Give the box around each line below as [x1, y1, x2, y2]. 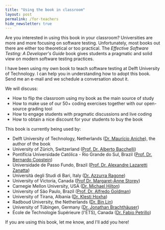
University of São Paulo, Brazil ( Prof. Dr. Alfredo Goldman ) [12, 188, 131, 194]
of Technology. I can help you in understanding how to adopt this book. [5, 71, 151, 77]
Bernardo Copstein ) [12, 157, 53, 163]
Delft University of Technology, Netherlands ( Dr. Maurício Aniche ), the [12, 136, 156, 142]
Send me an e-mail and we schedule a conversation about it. [5, 76, 129, 82]
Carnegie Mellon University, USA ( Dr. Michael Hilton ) [12, 183, 120, 189]
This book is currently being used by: [5, 126, 81, 132]
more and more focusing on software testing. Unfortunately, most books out [5, 40, 161, 46]
